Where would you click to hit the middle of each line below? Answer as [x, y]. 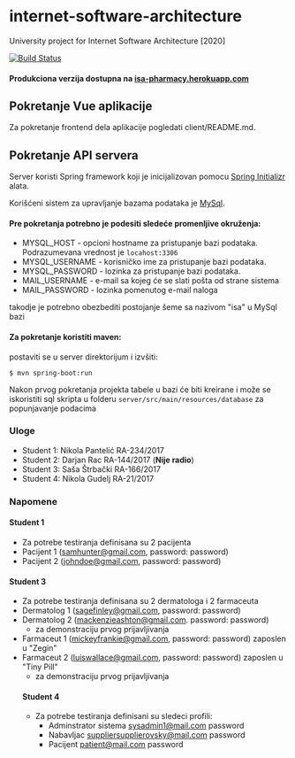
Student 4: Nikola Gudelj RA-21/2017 [88, 478]
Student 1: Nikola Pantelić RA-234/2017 [93, 450]
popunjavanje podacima [53, 408]
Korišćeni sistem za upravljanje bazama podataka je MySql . [117, 203]
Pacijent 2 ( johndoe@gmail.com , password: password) [121, 561]
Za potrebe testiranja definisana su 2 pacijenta [106, 542]
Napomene [33, 501]
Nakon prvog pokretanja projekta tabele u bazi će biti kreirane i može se [140, 389]
